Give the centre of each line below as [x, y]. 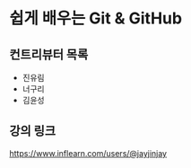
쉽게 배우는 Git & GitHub [95, 18]
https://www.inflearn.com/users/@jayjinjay [88, 153]
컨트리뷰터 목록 [49, 54]
